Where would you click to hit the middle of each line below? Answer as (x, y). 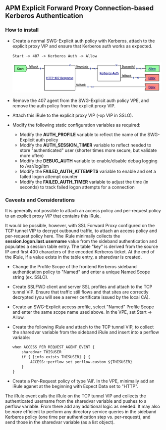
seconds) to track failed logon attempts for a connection (77, 187)
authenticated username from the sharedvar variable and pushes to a (76, 401)
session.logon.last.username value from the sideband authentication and (81, 241)
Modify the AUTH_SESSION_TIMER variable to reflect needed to (85, 145)
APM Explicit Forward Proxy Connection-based (80, 8)
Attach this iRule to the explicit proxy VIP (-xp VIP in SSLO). (73, 115)
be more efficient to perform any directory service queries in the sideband (81, 412)
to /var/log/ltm (34, 166)
